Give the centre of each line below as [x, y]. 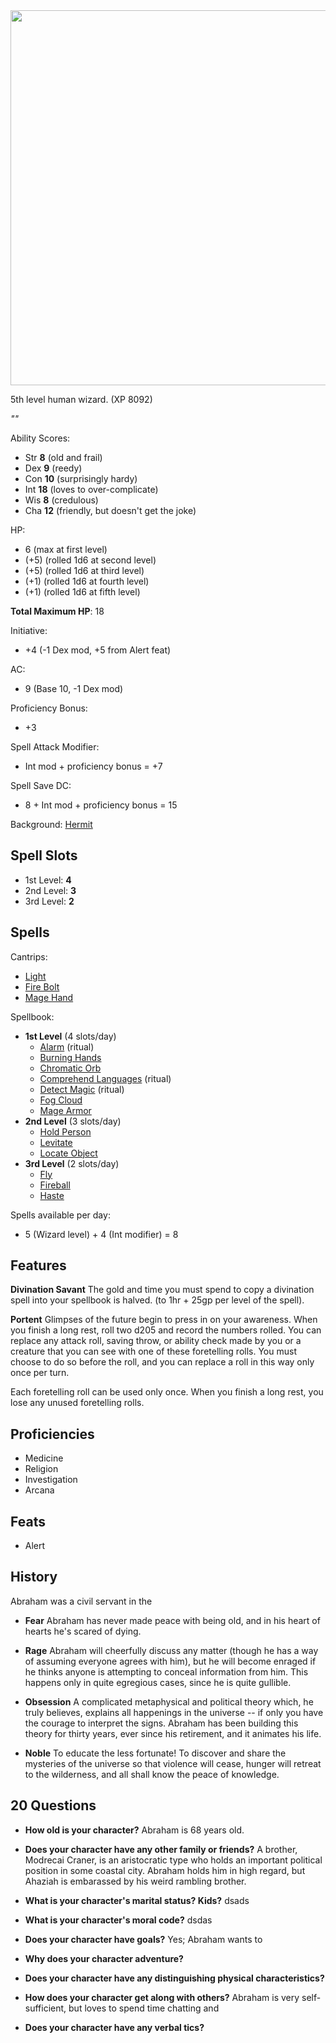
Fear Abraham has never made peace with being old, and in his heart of [172, 1620]
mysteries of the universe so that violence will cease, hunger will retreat [173, 1763]
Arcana [39, 1490]
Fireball [55, 1185]
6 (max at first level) [66, 549]
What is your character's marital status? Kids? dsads [137, 1900]
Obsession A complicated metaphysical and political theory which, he [169, 1701]
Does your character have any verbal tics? [114, 2027]
